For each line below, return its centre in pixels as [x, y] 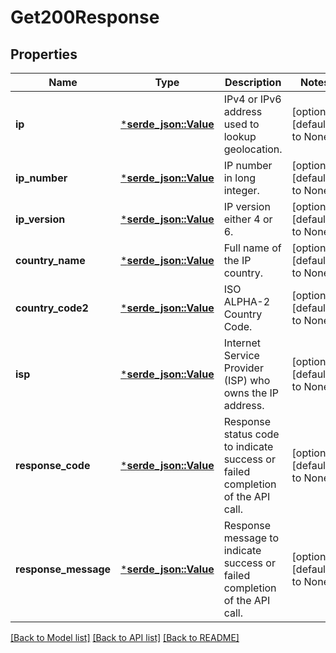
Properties [44, 54]
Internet [242, 343]
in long [240, 178]
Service [241, 355]
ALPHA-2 [247, 301]
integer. [241, 190]
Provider [243, 368]
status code [251, 434]
